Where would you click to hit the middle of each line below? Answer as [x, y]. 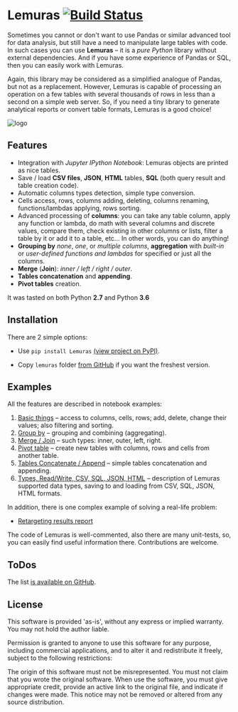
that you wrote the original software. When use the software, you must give [118, 679]
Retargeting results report [55, 521]
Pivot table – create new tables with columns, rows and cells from [113, 448]
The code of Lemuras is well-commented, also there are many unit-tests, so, [119, 535]
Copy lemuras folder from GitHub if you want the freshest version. [114, 365]
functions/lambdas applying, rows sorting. [80, 208]
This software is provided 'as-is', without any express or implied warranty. [115, 622]
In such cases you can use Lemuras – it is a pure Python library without [112, 50]
